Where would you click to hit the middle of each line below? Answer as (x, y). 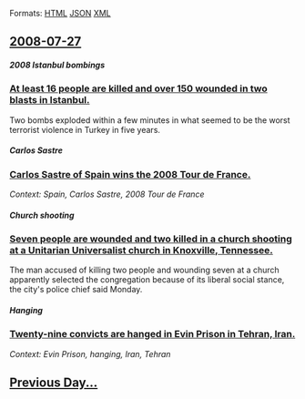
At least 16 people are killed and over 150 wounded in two (138, 88)
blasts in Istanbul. (50, 100)
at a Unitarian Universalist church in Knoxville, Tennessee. (141, 251)
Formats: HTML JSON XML (60, 13)
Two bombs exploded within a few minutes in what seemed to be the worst (150, 120)
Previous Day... (54, 383)
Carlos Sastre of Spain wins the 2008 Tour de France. (130, 174)
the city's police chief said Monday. (76, 290)
